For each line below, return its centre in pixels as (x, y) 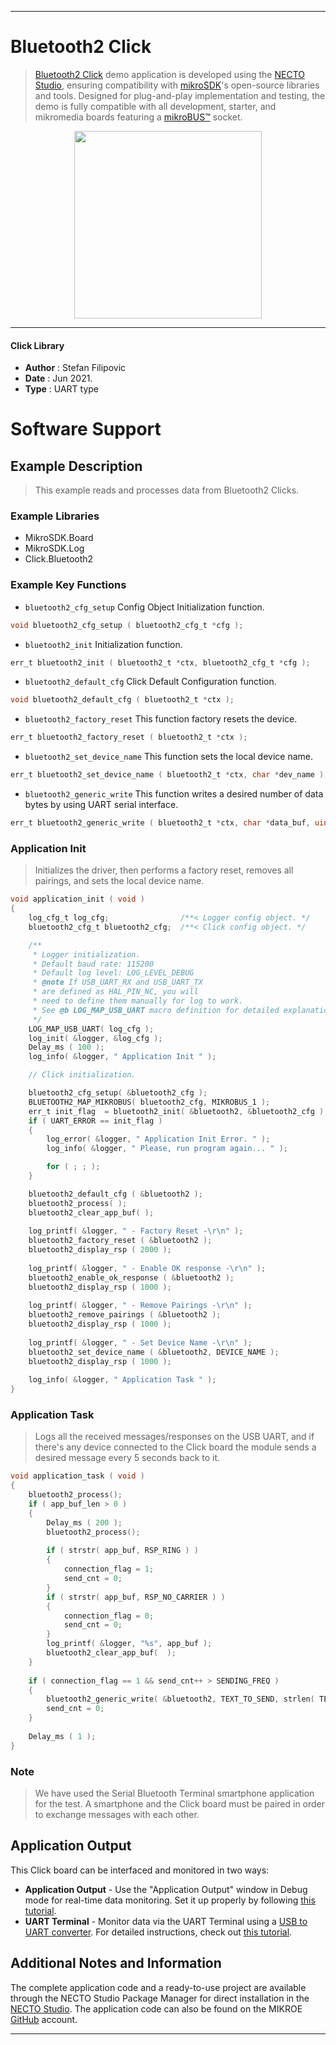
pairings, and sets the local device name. (119, 881)
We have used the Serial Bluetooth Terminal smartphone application (174, 1793)
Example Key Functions (68, 585)
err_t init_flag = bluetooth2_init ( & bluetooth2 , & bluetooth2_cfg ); (178, 1111)
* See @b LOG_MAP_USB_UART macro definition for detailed (156, 1010)
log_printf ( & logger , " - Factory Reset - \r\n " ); (136, 1231)
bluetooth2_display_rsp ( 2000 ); (100, 1250)
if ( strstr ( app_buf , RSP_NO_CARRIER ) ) (136, 1597)
